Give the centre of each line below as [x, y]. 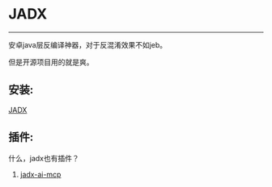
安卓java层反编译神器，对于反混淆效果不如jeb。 [88, 44]
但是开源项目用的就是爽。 [51, 62]
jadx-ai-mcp [40, 174]
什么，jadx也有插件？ [44, 158]
